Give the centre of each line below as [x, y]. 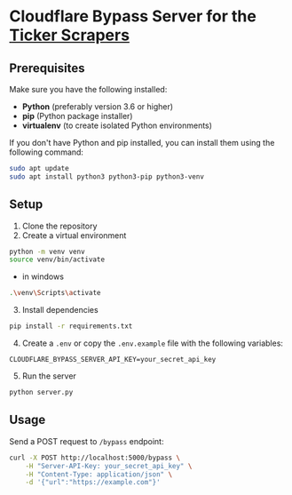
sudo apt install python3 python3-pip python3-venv [107, 176]
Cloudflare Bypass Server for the [133, 16]
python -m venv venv [47, 251]
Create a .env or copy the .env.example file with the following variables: [153, 343]
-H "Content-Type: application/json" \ [99, 474]
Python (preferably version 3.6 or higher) [98, 107]
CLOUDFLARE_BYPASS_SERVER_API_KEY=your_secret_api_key [113, 360]
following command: [47, 152]
